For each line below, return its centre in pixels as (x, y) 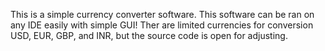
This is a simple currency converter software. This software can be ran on (162, 14)
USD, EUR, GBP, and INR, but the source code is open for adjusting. (149, 35)
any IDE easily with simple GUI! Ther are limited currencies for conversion (162, 25)
